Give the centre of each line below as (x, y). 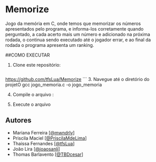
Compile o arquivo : (33, 94)
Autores (18, 120)
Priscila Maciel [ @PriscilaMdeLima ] (50, 138)
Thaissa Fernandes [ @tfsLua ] (44, 143)
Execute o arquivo (32, 104)
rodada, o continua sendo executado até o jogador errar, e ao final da (78, 40)
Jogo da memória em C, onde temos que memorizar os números (73, 23)
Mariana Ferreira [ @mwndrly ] (44, 132)
